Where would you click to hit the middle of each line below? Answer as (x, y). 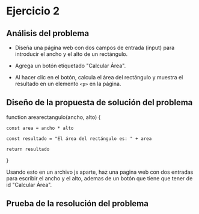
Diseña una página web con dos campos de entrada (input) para (95, 47)
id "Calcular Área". (29, 185)
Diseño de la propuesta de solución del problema (99, 102)
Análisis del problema (47, 33)
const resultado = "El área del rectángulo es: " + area (79, 139)
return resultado (28, 149)
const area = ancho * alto (40, 128)
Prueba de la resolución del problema (78, 203)
